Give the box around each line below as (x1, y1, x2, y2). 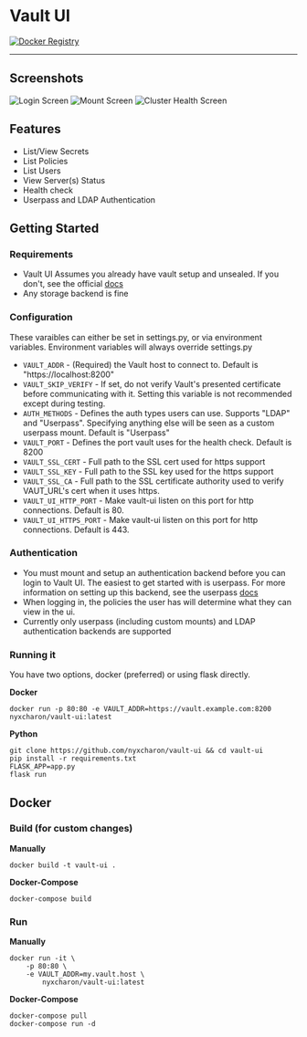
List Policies (22, 155, 69, 166)
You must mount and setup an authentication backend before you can (22, 567, 286, 578)
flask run (9, 770, 48, 780)
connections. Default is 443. (22, 524, 130, 535)
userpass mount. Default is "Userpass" (22, 426, 171, 438)
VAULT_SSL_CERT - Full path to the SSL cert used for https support (22, 456, 266, 466)
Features (9, 121, 61, 137)
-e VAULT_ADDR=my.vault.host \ (26, 969, 145, 979)
